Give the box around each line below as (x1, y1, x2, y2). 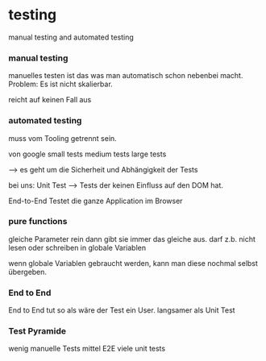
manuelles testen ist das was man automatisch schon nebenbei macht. (8, 71, 243, 81)
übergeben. (8, 267, 47, 276)
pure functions (8, 216, 68, 227)
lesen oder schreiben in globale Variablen (8, 243, 147, 252)
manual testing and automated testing (8, 32, 135, 42)
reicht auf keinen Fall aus (8, 95, 92, 105)
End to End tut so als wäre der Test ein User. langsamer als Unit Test (8, 305, 235, 315)
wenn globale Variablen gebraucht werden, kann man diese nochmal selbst (8, 258, 258, 268)
